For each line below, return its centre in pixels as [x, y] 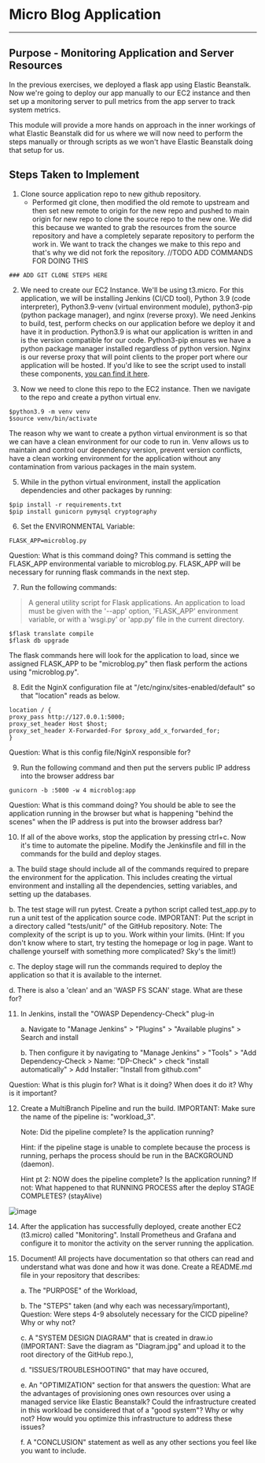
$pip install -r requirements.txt [66, 505]
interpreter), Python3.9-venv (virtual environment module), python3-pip [136, 306]
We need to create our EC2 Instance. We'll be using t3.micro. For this [132, 290]
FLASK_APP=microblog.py [48, 540]
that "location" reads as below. [70, 696]
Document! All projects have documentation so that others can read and [137, 1258]
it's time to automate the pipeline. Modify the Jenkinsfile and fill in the [133, 845]
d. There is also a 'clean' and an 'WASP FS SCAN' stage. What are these [126, 990]
